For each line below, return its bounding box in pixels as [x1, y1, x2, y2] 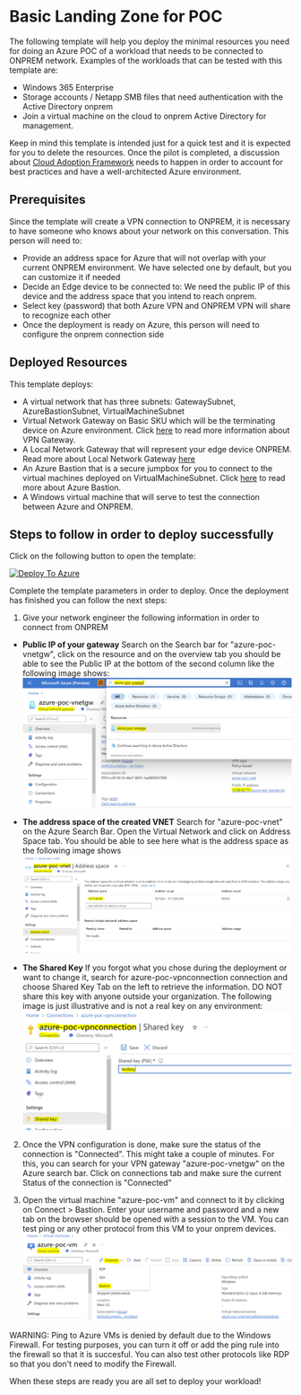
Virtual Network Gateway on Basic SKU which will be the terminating [21, 415, 276, 426]
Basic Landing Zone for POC [9, 6, 223, 27]
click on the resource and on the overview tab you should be [56, 649, 281, 660]
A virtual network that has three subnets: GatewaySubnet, [21, 396, 236, 407]
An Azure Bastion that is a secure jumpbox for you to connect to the [21, 462, 273, 473]
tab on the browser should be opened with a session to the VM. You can [21, 1214, 289, 1224]
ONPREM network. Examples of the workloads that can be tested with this [9, 55, 283, 66]
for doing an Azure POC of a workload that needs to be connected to [9, 45, 263, 56]
